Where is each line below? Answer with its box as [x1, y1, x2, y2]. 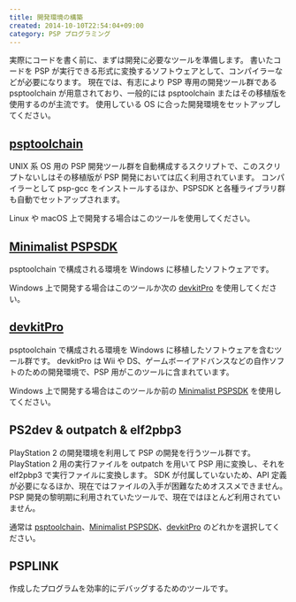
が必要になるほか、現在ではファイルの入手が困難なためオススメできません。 [9, 480, 288, 491]
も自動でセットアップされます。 [9, 194, 125, 205]
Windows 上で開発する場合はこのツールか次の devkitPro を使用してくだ [9, 282, 269, 293]
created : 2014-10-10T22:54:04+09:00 [9, 21, 144, 30]
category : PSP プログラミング [9, 29, 111, 38]
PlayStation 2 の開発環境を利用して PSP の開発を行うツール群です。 [9, 447, 256, 458]
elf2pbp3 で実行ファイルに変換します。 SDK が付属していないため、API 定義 [9, 469, 287, 480]
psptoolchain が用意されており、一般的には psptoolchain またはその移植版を [9, 88, 287, 98]
